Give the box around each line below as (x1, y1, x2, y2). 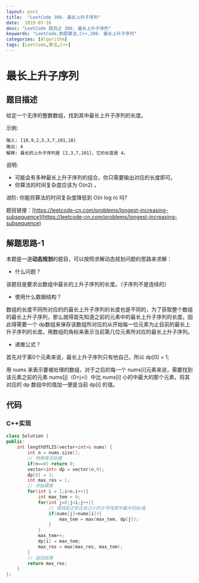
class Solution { (6, 433, 49, 439)
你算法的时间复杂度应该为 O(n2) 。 (14, 181, 99, 188)
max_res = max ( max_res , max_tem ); (37, 544, 123, 550)
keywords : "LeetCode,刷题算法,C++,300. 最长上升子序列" (6, 31, 137, 37)
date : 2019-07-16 (6, 20, 52, 26)
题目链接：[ (6, 206, 34, 214)
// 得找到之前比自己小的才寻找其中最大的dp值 (48, 505, 146, 511)
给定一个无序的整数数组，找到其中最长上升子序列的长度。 (6, 111, 146, 119)
